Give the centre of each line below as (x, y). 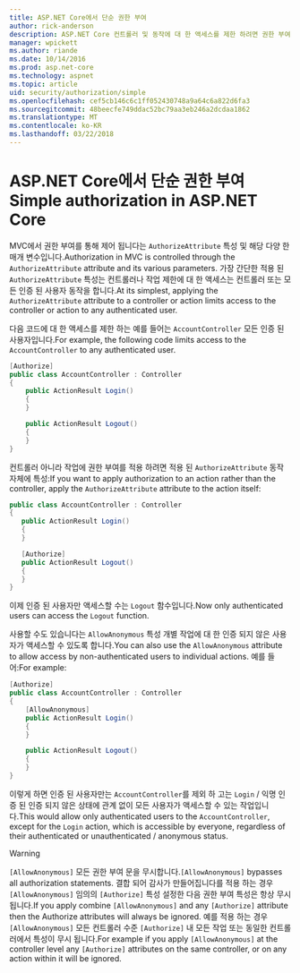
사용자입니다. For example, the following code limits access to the (128, 339)
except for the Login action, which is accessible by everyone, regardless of (148, 826)
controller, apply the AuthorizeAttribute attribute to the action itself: (135, 488)
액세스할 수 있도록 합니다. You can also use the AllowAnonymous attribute (154, 645)
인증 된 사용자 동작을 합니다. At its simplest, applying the (118, 290)
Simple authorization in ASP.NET (133, 201)
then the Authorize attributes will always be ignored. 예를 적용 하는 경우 (139, 916)
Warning (25, 853)
